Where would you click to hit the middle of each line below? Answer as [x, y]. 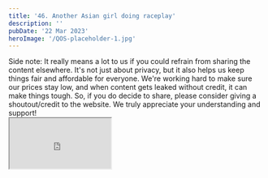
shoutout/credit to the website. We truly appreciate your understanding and [135, 104]
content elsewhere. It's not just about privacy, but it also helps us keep [127, 70]
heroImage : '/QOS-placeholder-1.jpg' [72, 38]
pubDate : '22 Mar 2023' [49, 31]
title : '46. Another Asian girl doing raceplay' [92, 16]
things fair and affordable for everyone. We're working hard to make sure [130, 78]
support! [23, 113]
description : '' [36, 23]
